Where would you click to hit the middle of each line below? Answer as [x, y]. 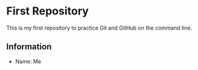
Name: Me [28, 61]
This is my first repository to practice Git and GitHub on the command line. [99, 28]
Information [29, 47]
